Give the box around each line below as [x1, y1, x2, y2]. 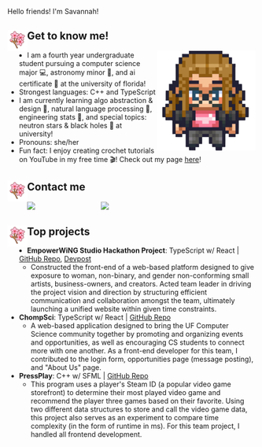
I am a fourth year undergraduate [27, 50, 135, 60]
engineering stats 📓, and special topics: [18, 112, 147, 121]
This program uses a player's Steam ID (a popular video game [30, 379, 231, 389]
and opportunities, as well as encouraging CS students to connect [30, 338, 245, 347]
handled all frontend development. [30, 430, 142, 439]
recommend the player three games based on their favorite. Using [30, 397, 245, 406]
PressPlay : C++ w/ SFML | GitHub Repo [18, 371, 149, 381]
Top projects [27, 225, 90, 238]
